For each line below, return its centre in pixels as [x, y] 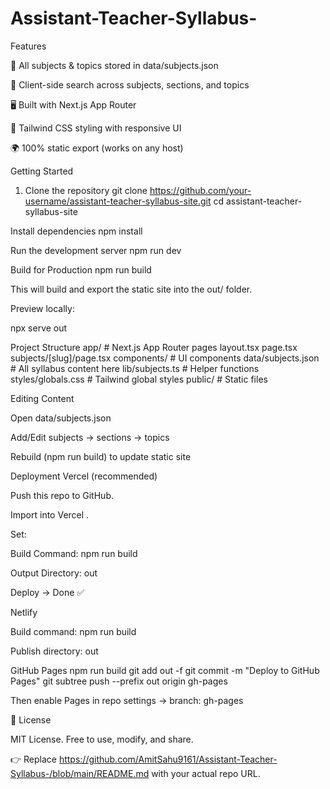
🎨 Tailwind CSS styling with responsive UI [96, 128]
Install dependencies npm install [76, 231]
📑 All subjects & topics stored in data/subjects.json [114, 65]
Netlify [24, 612]
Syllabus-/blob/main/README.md [80, 773]
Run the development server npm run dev [96, 250]
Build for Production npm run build [81, 269]
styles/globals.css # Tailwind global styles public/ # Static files [139, 379]
